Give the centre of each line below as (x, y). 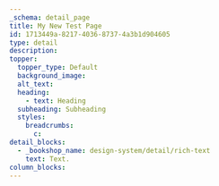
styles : (32, 117)
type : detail (34, 42)
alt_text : (35, 84)
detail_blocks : (38, 142)
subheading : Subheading (61, 109)
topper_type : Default (58, 68)
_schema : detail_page (50, 17)
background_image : (52, 76)
